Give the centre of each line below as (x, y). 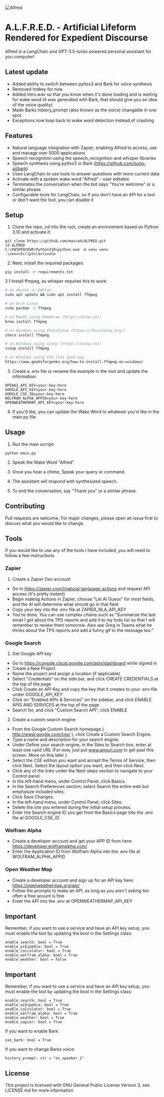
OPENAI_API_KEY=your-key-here (36, 385)
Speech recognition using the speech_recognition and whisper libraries (84, 158)
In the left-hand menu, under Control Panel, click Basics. (69, 781)
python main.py (21, 453)
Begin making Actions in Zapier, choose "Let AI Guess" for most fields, (83, 599)
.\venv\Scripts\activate (30, 254)
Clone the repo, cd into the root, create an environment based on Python (85, 227)
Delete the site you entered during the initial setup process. (72, 807)
